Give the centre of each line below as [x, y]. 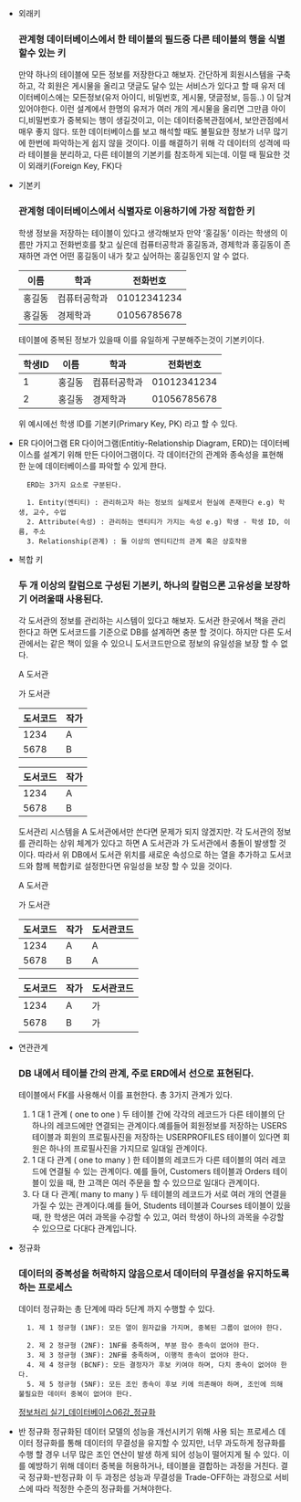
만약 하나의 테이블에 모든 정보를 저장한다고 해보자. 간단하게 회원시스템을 [146, 75]
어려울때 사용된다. [66, 599]
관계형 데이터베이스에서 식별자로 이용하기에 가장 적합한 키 [136, 211]
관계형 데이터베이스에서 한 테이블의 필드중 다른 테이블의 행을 [142, 39]
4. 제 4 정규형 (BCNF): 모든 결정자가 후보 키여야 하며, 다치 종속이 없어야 [152, 1365]
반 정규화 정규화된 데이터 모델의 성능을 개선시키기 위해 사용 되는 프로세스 [147, 1432]
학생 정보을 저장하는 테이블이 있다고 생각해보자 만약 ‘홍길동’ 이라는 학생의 [148, 233]
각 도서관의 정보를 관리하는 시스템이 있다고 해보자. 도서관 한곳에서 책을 [143, 620]
